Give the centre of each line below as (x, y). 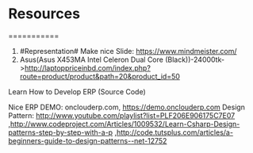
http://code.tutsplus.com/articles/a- (175, 132)
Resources (44, 14)
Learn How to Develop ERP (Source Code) (77, 91)
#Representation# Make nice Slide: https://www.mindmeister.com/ (128, 51)
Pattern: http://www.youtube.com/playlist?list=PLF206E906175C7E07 (122, 115)
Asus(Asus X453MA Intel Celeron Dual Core (92, 59)
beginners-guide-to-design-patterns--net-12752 (88, 140)
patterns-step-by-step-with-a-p (61, 132)
